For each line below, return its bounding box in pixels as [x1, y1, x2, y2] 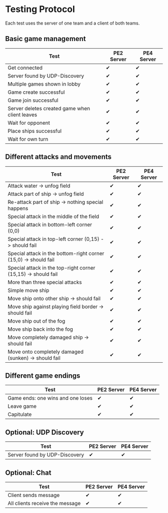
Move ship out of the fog [7, 317, 65, 324]
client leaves [7, 111, 37, 118]
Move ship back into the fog [7, 326, 73, 333]
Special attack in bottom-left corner [7, 221, 92, 228]
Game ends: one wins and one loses [7, 395, 92, 402]
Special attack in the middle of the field [7, 213, 99, 220]
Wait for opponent [7, 119, 50, 126]
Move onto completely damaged [7, 348, 84, 355]
